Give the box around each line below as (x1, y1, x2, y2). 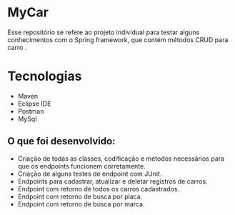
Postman (17, 106, 44, 115)
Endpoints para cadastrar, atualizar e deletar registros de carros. (17, 176, 209, 186)
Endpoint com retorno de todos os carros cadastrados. (17, 184, 180, 193)
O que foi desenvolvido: (7, 135, 116, 147)
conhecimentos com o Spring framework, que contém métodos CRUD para (7, 35, 229, 44)
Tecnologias (7, 69, 82, 84)
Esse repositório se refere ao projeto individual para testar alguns (7, 28, 200, 36)
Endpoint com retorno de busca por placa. (17, 192, 143, 201)
